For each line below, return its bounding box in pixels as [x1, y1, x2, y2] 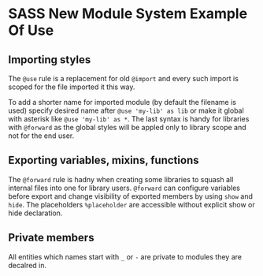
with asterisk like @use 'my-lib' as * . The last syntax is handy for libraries [8, 114, 250, 123]
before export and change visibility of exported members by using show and [8, 191, 254, 201]
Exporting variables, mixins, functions [8, 154, 199, 167]
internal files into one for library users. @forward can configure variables [8, 183, 240, 192]
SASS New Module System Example [8, 5, 248, 23]
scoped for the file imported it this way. [8, 82, 135, 91]
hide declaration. [8, 208, 63, 218]
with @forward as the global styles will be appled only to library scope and [8, 123, 246, 132]
